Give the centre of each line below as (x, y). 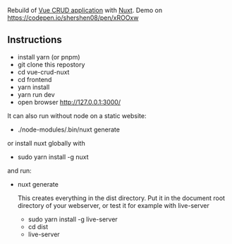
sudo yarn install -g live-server (73, 219)
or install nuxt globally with (47, 143)
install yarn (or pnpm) (49, 57)
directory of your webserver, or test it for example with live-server (113, 205)
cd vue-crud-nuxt (43, 72)
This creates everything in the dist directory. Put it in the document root (121, 198)
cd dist (38, 226)
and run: (19, 170)
